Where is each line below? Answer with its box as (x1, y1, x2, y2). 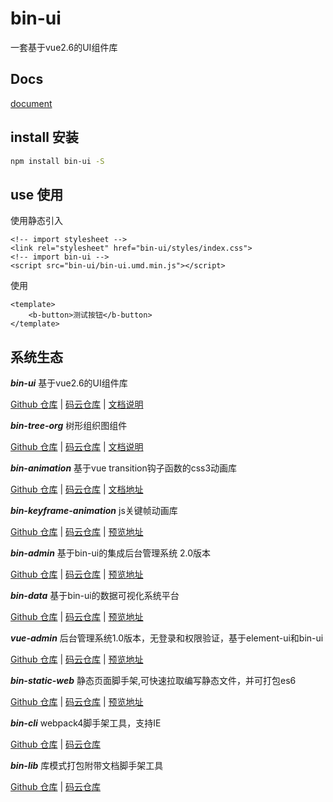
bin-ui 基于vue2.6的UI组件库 (10, 377, 128, 389)
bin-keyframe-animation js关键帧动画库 (10, 505, 178, 517)
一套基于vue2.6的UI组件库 (10, 41, 118, 53)
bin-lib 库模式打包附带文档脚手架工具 (10, 760, 164, 772)
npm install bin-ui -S (10, 156, 105, 166)
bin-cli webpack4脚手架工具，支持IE (10, 717, 162, 729)
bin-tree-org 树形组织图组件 (10, 420, 128, 432)
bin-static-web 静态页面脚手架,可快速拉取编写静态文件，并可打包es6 (10, 675, 297, 687)
